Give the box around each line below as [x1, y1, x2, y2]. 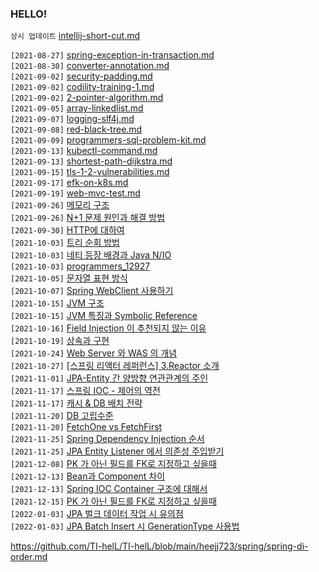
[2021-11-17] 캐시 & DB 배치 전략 [10, 397, 143, 409]
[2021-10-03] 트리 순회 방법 [10, 237, 120, 249]
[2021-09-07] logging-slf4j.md [10, 113, 135, 125]
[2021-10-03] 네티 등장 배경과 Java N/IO [10, 249, 172, 261]
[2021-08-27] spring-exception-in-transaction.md [10, 49, 215, 61]
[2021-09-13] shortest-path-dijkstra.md [10, 155, 173, 167]
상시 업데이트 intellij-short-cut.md [10, 30, 141, 42]
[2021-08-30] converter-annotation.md [10, 60, 170, 72]
